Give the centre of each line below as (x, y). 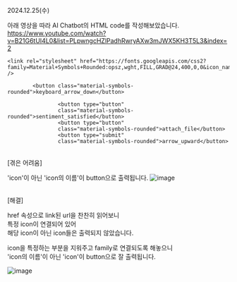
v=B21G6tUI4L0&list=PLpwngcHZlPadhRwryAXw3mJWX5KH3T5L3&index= (117, 41)
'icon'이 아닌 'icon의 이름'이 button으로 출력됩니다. (78, 178)
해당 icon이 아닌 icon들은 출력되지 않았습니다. (71, 233)
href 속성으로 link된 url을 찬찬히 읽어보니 (63, 215)
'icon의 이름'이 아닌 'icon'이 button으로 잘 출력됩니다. (82, 257)
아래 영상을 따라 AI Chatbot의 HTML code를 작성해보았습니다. (93, 25)
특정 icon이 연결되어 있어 (42, 224)
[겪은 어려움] (25, 163)
